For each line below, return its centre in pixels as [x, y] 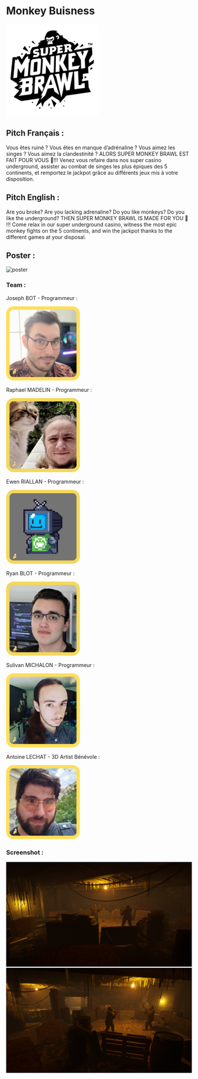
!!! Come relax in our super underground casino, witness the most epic [92, 224]
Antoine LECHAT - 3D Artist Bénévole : [53, 756]
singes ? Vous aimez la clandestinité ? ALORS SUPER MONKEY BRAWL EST [98, 154]
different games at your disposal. [46, 237]
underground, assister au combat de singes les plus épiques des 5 [87, 166]
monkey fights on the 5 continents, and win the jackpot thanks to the [89, 231]
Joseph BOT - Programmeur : [42, 298]
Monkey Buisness [51, 11]
